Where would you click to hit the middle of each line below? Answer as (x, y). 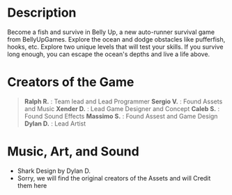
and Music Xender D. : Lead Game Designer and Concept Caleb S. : (122, 108)
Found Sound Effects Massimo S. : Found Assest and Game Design (121, 116)
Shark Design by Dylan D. (54, 171)
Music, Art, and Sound (73, 152)
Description (42, 13)
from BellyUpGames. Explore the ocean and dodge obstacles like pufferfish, (116, 39)
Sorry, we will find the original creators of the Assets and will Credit (114, 178)
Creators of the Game (71, 82)
